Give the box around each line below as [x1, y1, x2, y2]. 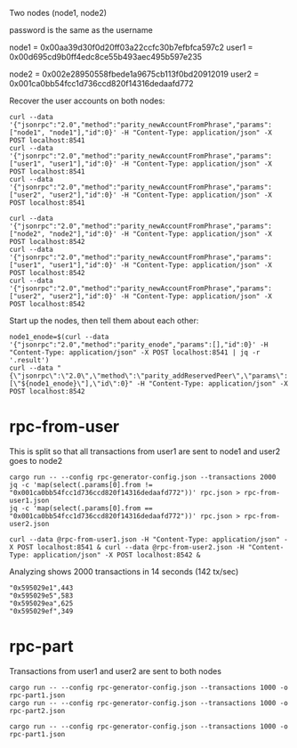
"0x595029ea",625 [9, 598, 74, 608]
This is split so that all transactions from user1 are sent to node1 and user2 [9, 445, 281, 457]
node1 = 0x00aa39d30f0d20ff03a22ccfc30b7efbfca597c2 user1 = [9, 42, 253, 53]
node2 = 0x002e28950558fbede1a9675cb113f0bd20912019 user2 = [9, 69, 260, 79]
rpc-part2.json [9, 706, 66, 715]
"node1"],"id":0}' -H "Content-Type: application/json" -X [48, 128, 273, 137]
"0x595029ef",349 [9, 606, 74, 615]
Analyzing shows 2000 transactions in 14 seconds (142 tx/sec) [9, 565, 239, 577]
